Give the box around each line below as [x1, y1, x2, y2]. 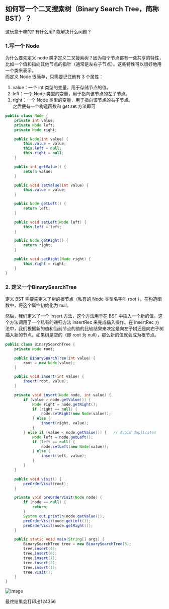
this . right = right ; [23, 261, 66, 266]
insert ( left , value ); [41, 453, 87, 458]
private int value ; [14, 118, 55, 123]
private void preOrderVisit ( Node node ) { [14, 495, 102, 500]
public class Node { [5, 113, 49, 118]
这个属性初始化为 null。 [22, 302, 71, 308]
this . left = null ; [23, 146, 62, 151]
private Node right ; [14, 127, 57, 132]
